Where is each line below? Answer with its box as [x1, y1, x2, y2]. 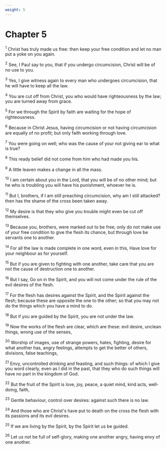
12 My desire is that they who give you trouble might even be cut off [5, 207, 143, 214]
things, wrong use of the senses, [5, 329, 72, 335]
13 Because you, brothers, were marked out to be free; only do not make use [5, 223, 161, 230]
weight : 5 [5, 7, 26, 12]
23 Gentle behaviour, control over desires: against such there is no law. [5, 396, 150, 403]
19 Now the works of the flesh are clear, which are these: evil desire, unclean [5, 323, 162, 330]
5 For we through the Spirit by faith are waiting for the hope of [5, 108, 131, 115]
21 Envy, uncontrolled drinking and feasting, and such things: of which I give [5, 360, 160, 367]
